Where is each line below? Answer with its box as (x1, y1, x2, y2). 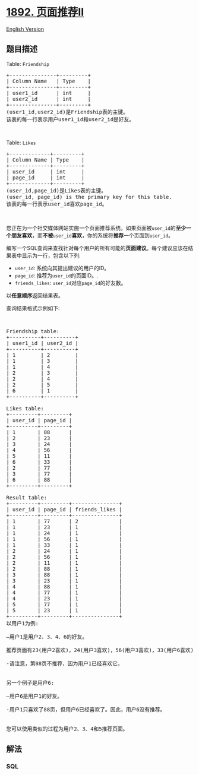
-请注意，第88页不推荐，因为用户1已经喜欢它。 (6, 660, 123, 667)
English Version (6, 25, 45, 33)
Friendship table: (6, 328, 60, 334)
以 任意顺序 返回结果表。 (6, 292, 64, 299)
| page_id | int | (6, 174, 85, 181)
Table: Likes (6, 139, 36, 146)
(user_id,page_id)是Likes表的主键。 (6, 187, 107, 194)
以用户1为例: (6, 620, 39, 627)
